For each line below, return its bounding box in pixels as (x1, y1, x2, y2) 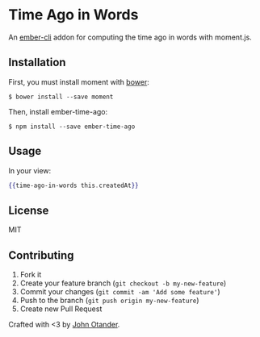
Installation (8, 56, 66, 69)
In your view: (8, 165, 52, 175)
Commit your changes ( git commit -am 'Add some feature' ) (19, 287, 220, 297)
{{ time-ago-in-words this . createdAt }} (8, 181, 139, 189)
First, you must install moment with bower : (8, 77, 149, 86)
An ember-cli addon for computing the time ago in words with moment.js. (8, 32, 252, 42)
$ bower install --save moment (8, 93, 114, 101)
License (8, 203, 49, 217)
